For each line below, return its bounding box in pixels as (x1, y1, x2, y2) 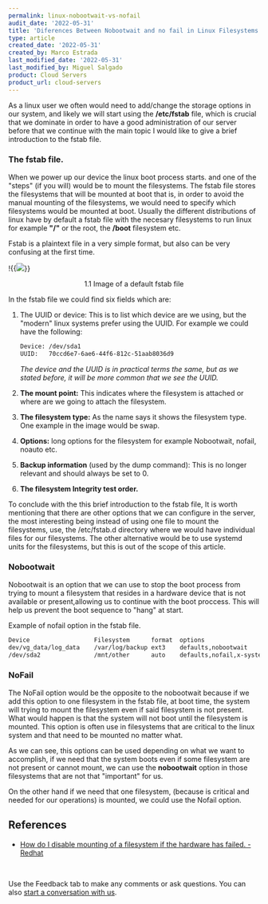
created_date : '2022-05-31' (8, 41, 102, 49)
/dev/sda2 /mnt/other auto (8, 651, 166, 659)
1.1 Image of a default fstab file (84, 278, 184, 288)
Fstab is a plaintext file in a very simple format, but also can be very (8, 239, 231, 248)
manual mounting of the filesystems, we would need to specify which (8, 197, 237, 207)
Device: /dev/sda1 (19, 342, 81, 350)
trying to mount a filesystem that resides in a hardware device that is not (8, 588, 246, 598)
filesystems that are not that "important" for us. (8, 771, 164, 780)
